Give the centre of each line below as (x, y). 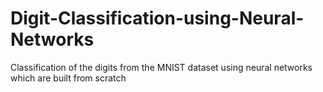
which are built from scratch (68, 78)
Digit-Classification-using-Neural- (157, 18)
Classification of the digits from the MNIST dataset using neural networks (161, 67)
